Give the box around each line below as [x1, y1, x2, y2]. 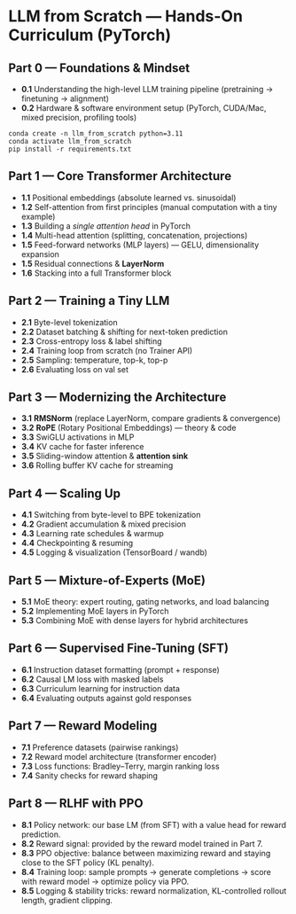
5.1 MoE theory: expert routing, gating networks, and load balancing [20, 597, 269, 607]
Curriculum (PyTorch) [8, 25, 172, 45]
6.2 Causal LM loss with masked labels [20, 674, 164, 684]
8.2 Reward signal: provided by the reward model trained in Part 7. [20, 838, 263, 848]
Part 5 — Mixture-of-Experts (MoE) [8, 573, 206, 588]
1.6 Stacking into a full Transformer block [20, 268, 172, 278]
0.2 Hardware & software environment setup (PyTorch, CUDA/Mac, [20, 103, 267, 113]
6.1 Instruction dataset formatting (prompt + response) [20, 664, 221, 675]
